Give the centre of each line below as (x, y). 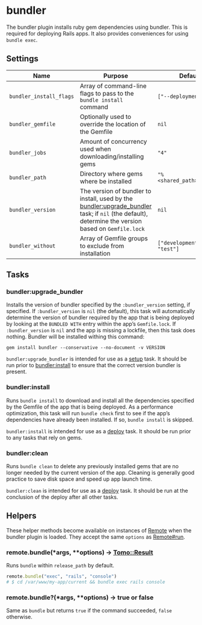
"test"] (168, 249)
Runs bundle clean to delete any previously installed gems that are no (93, 466)
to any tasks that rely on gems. (44, 437)
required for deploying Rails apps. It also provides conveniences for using (97, 33)
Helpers (21, 516)
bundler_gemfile (32, 124)
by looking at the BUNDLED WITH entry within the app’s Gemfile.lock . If (91, 324)
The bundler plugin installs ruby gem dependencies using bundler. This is (97, 27)
